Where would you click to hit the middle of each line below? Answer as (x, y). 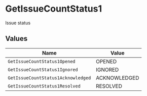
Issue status (18, 23)
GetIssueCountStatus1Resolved (44, 86)
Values (16, 39)
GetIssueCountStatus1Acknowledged (49, 78)
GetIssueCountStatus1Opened (42, 61)
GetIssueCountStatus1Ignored (43, 69)
